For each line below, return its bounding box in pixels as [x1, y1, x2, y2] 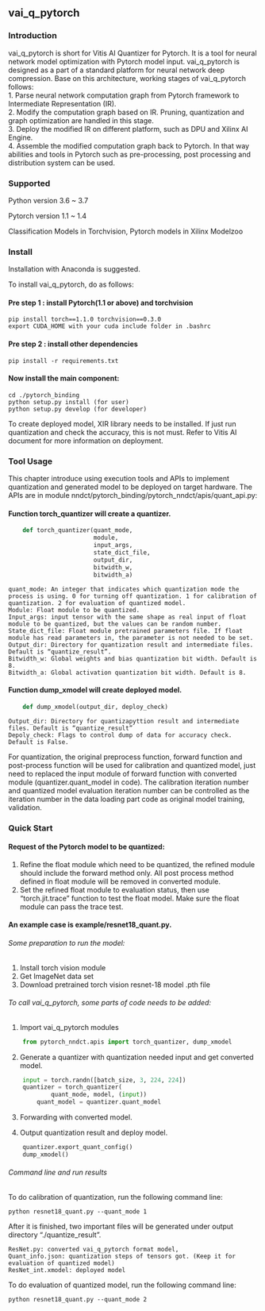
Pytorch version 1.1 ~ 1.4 [8, 210, 87, 221]
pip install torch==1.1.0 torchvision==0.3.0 [8, 315, 161, 324]
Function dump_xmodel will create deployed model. [8, 685, 182, 695]
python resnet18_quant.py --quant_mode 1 [8, 1208, 148, 1216]
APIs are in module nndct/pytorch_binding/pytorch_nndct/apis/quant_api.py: [8, 491, 258, 500]
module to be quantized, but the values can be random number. [8, 619, 222, 628]
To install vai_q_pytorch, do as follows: [8, 280, 134, 289]
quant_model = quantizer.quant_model [36, 1098, 161, 1106]
